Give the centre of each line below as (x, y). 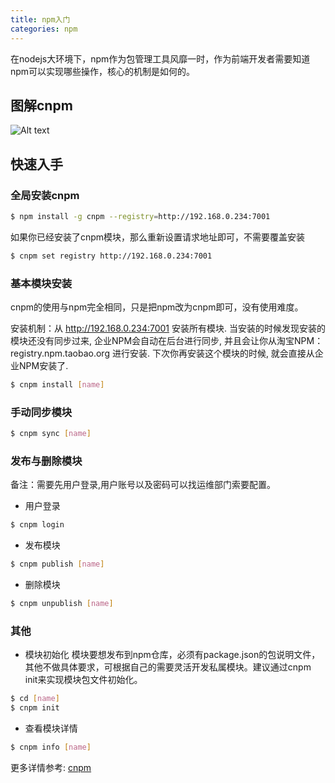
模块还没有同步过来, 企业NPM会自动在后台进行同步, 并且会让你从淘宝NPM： (167, 341)
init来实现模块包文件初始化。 (83, 680)
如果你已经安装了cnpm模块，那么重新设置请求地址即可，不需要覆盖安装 (158, 237)
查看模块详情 (51, 728)
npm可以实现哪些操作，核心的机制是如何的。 (103, 71)
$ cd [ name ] (35, 699)
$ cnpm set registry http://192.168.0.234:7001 (111, 256)
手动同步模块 (41, 412)
